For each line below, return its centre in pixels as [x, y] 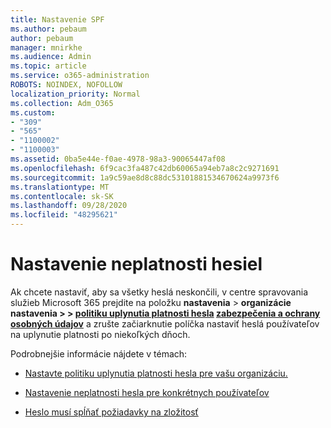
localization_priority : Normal [75, 94]
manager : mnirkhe [46, 47]
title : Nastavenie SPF [57, 19]
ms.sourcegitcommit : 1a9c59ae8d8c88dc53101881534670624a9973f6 [145, 177]
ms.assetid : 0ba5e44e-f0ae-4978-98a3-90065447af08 [118, 159]
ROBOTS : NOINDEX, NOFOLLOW [66, 85]
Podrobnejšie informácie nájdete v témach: [99, 353]
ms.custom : [33, 112]
